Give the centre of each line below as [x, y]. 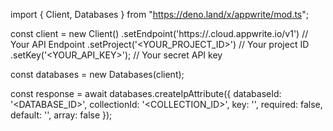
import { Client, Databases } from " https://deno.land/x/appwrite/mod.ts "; [159, 14]
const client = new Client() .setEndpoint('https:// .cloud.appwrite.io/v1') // [159, 33]
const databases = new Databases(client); [97, 74]
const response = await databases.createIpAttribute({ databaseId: [146, 93]
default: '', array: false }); [61, 115]
